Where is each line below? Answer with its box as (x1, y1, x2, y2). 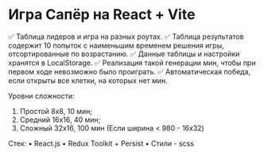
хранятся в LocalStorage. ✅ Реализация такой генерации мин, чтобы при (8, 58, 256, 67)
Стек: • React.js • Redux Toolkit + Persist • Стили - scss (8, 139, 195, 148)
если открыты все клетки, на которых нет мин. (8, 75, 169, 85)
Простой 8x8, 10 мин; (19, 106, 93, 116)
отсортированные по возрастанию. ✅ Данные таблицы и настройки (8, 49, 240, 59)
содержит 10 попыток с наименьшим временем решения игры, (8, 40, 224, 50)
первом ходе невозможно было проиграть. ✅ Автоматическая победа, (8, 67, 251, 76)
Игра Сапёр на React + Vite (8, 6, 196, 24)
